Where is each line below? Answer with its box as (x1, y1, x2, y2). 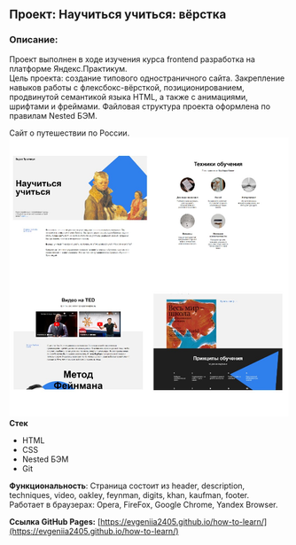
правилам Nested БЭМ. (9, 110, 97, 121)
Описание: (9, 34, 58, 46)
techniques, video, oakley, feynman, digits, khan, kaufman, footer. (9, 489, 250, 500)
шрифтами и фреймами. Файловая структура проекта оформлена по (9, 101, 271, 112)
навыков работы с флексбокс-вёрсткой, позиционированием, (9, 82, 245, 92)
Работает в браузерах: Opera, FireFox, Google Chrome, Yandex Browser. (9, 499, 278, 510)
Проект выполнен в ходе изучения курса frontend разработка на (9, 53, 255, 65)
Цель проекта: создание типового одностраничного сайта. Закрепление (9, 73, 285, 83)
